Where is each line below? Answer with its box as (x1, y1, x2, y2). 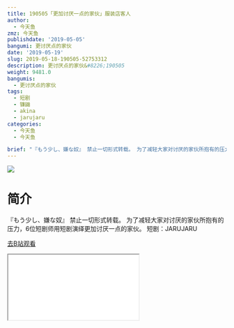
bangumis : (7, 75, 36, 82)
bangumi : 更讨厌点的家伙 (7, 43, 72, 50)
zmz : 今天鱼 (7, 29, 39, 37)
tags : (7, 88, 23, 95)
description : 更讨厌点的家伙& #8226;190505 (7, 62, 125, 69)
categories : (7, 120, 42, 128)
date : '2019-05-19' (7, 50, 64, 57)
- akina (13, 107, 36, 114)
